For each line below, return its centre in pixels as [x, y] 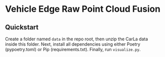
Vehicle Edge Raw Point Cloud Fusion [83, 9]
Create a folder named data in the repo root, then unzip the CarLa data [77, 39]
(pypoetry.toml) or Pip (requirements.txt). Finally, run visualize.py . [73, 49]
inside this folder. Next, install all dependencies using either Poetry [73, 44]
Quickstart [22, 27]
